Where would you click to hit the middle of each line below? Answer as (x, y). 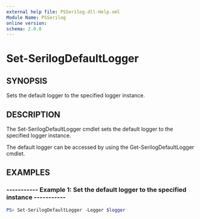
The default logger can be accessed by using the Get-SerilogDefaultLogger (100, 147)
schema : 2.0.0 (24, 29)
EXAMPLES (28, 173)
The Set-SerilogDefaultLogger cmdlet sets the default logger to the (90, 129)
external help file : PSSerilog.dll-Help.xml (63, 12)
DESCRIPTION (33, 115)
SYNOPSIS (27, 81)
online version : (27, 23)
